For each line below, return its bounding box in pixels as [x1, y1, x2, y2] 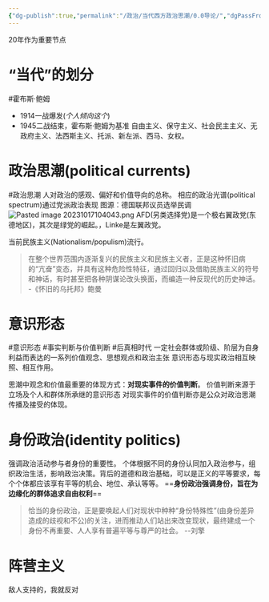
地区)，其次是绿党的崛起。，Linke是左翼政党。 [14, 219, 166, 229]
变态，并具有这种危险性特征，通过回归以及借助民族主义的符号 [55, 263, 259, 273]
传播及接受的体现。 [8, 399, 72, 409]
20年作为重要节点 [8, 34, 66, 44]
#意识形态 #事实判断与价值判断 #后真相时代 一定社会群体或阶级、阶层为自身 [8, 343, 259, 352]
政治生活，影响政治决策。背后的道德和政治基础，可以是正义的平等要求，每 [14, 469, 261, 479]
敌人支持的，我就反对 [8, 585, 78, 595]
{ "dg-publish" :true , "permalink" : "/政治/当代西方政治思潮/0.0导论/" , [8, 11, 227, 20]
